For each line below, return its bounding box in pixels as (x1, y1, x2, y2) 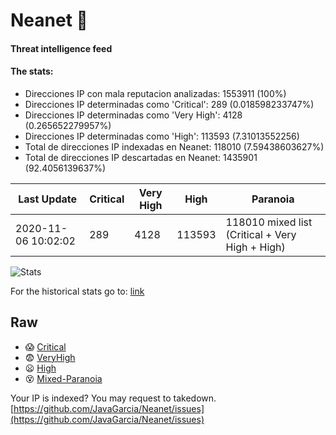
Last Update (18, 192, 78, 206)
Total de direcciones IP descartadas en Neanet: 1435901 (24, 151, 258, 163)
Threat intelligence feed (10, 42, 113, 54)
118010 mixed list (225, 215, 313, 229)
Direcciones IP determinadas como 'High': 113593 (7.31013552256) (24, 130, 300, 142)
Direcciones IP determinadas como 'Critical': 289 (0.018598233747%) (24, 98, 315, 110)
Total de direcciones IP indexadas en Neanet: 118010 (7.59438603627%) (24, 140, 325, 153)
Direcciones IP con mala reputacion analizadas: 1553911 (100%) (24, 87, 287, 99)
